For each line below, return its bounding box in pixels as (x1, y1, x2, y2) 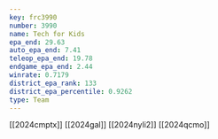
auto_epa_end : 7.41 (9, 46, 82, 55)
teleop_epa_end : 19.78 (9, 54, 93, 63)
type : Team (9, 95, 50, 104)
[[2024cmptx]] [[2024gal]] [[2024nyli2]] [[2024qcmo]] (9, 120, 210, 130)
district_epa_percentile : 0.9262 (9, 87, 133, 96)
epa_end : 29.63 (9, 37, 66, 47)
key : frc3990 (9, 12, 58, 22)
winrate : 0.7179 (9, 71, 69, 80)
